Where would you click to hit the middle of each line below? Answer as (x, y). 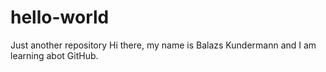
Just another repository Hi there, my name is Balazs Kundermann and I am (163, 45)
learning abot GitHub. (54, 55)
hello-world (60, 17)
